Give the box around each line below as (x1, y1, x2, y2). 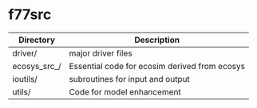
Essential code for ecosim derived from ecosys (69, 60, 246, 71)
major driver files (69, 48, 133, 59)
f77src (8, 6, 52, 24)
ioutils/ (12, 73, 38, 84)
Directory (18, 34, 56, 45)
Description (134, 34, 180, 45)
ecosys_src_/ (12, 60, 61, 71)
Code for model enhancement (69, 86, 181, 97)
